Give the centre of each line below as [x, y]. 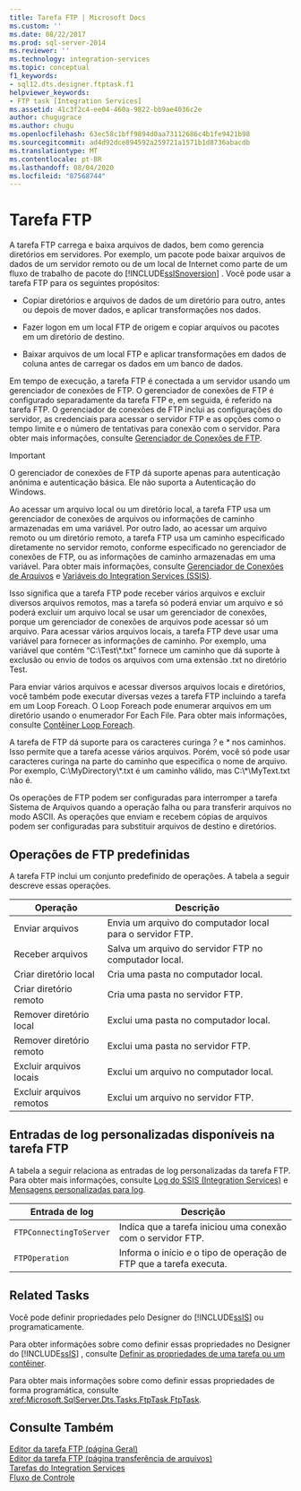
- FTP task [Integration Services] [76, 101]
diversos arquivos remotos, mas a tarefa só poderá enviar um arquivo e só [146, 603]
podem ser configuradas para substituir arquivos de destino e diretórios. [143, 826]
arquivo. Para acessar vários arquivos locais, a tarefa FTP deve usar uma [144, 632]
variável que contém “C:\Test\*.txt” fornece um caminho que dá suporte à [145, 651]
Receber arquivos [51, 954]
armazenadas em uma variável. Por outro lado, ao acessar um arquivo [138, 529]
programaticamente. [47, 1326]
